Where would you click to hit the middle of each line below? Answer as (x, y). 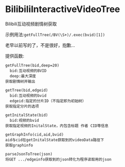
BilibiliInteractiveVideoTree (63, 9)
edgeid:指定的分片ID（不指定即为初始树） (48, 101)
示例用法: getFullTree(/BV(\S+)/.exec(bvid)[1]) (55, 34)
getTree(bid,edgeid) (27, 90)
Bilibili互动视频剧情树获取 (31, 24)
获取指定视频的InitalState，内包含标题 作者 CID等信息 (57, 126)
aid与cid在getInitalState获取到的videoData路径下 (55, 140)
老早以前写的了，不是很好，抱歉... (40, 45)
